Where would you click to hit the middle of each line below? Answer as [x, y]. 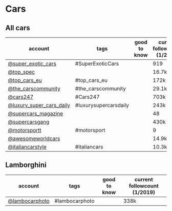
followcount [144, 186]
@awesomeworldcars [34, 139]
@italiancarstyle [27, 147]
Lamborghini [26, 165]
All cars [18, 28]
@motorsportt [25, 130]
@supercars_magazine [36, 113]
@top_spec [21, 72]
